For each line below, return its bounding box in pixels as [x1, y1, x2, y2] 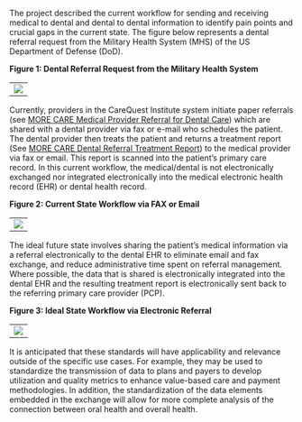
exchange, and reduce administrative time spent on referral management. [9, 259, 282, 270]
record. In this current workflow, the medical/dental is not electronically [9, 162, 274, 172]
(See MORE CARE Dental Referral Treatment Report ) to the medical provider [9, 143, 291, 153]
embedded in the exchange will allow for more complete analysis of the [9, 394, 275, 405]
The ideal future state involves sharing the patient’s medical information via [9, 240, 288, 251]
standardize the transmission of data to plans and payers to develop [9, 365, 262, 376]
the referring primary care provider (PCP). [9, 288, 165, 298]
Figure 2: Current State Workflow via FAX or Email [9, 198, 200, 209]
